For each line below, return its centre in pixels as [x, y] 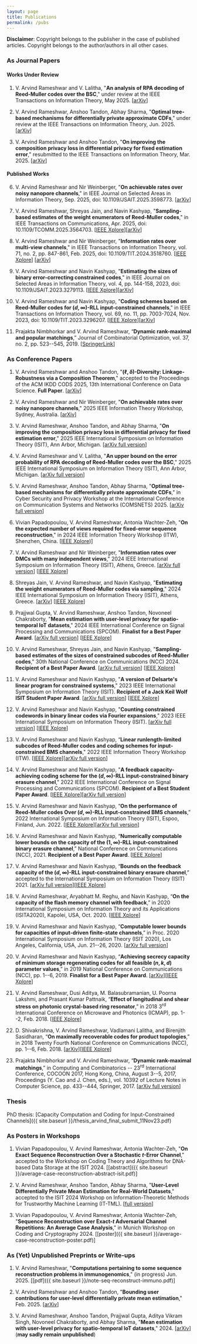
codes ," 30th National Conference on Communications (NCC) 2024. [98, 661]
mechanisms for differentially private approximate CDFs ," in [106, 492]
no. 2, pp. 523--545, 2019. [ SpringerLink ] [65, 344]
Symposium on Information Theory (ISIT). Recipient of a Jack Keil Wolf [101, 692]
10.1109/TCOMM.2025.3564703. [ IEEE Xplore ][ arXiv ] [79, 229]
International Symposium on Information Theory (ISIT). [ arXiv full [93, 722]
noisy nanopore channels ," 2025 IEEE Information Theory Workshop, [99, 408]
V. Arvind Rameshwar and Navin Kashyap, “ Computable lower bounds [101, 926]
